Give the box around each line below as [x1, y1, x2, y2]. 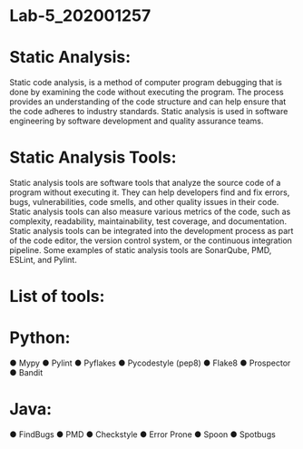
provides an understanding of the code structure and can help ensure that [9, 96, 287, 107]
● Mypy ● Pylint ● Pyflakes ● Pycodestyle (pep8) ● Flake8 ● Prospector [9, 357, 291, 368]
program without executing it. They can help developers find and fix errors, [9, 187, 290, 198]
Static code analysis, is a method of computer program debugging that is [9, 77, 283, 88]
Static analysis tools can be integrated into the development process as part [9, 226, 294, 237]
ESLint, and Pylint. [9, 255, 77, 266]
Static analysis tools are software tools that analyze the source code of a [9, 178, 281, 189]
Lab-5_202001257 [9, 5, 151, 26]
